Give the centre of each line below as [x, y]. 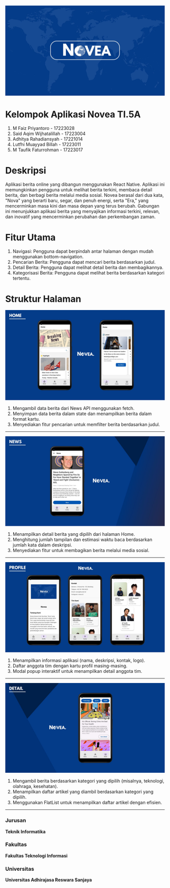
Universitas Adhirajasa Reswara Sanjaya [49, 880]
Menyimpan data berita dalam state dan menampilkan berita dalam [82, 414]
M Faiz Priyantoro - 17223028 [44, 128]
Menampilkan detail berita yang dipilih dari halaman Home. [74, 534]
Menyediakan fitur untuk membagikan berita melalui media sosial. [81, 551]
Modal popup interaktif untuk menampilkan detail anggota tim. [77, 671]
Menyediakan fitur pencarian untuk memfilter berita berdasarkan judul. [86, 424]
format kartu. [26, 419]
